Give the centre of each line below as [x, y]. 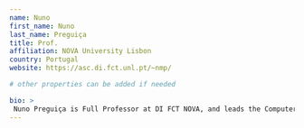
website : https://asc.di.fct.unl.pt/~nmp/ [90, 69]
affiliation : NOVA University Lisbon [81, 51]
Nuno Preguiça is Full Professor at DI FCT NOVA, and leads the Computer [155, 109]
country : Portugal [44, 59]
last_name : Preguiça [48, 34]
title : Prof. [34, 43]
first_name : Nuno [42, 26]
